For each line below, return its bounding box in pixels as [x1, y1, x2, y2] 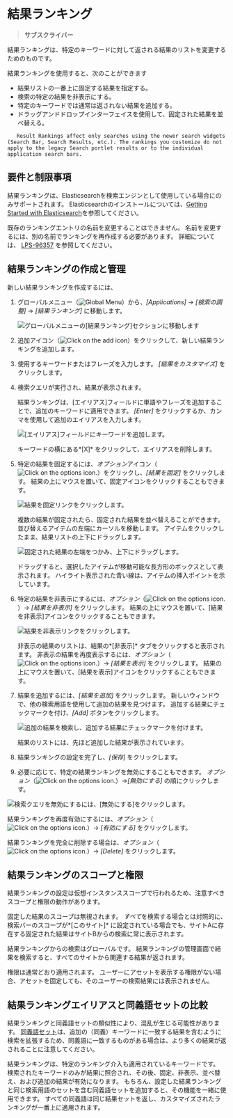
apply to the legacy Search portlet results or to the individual [7, 144, 204, 152]
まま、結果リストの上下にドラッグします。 [23, 533, 145, 541]
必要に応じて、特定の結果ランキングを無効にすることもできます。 [17, 767, 205, 776]
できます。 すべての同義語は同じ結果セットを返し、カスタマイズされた [13, 1094, 215, 1103]
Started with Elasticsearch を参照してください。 [7, 208, 143, 216]
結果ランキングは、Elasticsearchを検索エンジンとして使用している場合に [7, 191, 216, 199]
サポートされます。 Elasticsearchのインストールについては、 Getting [13, 200, 207, 208]
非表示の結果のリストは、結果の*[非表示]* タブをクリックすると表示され [17, 641, 225, 649]
